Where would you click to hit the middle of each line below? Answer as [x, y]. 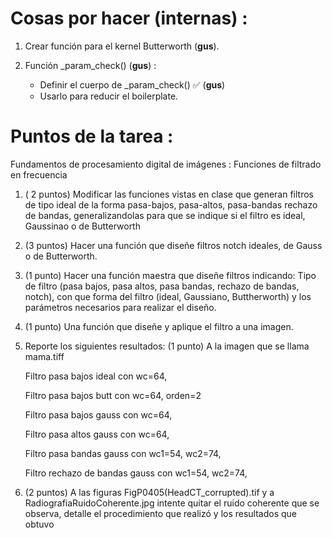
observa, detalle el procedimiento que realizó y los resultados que [161, 513]
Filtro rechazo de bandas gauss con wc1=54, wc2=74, [136, 473]
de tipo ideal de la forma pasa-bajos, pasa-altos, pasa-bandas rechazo [171, 204]
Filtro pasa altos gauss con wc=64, [97, 434]
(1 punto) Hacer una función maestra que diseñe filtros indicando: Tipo [170, 275]
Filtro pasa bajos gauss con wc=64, [98, 414]
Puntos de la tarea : [92, 136]
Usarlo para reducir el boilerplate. [109, 96]
